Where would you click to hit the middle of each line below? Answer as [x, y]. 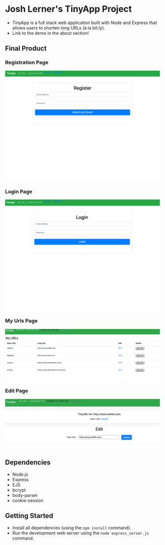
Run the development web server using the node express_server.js [81, 533]
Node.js [20, 474]
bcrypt [19, 490]
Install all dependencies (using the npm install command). [72, 528]
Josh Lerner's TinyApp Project [69, 9]
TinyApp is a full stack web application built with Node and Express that [84, 23]
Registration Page [27, 62]
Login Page [19, 191]
